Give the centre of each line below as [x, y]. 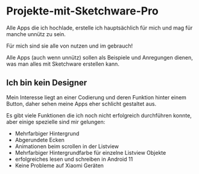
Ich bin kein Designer [47, 83]
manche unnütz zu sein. [36, 34]
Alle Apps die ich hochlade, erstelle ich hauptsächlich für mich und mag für [99, 28]
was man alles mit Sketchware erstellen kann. [63, 64]
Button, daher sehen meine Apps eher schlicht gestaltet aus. [81, 104]
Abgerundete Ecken [40, 140]
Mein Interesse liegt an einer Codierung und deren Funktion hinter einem [96, 97]
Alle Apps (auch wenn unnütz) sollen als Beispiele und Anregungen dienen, [99, 57]
